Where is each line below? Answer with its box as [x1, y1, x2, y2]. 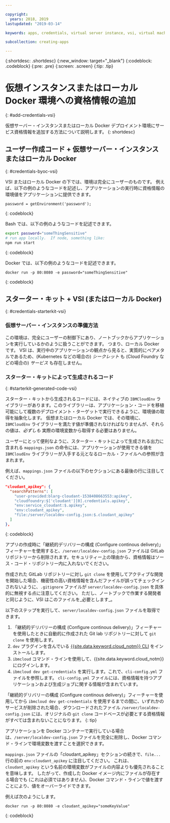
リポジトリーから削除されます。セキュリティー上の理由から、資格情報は [5, 554, 155, 560]
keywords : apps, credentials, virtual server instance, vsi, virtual [5, 30, 155, 35]
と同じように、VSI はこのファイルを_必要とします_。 [5, 596, 115, 602]
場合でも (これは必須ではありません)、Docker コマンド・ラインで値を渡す [9, 776, 163, 783]
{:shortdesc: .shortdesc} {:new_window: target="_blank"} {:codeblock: [5, 58, 153, 64]
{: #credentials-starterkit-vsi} [5, 308, 66, 314]
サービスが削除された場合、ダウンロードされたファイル [5, 704, 120, 710]
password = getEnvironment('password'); [5, 201, 92, 206]
